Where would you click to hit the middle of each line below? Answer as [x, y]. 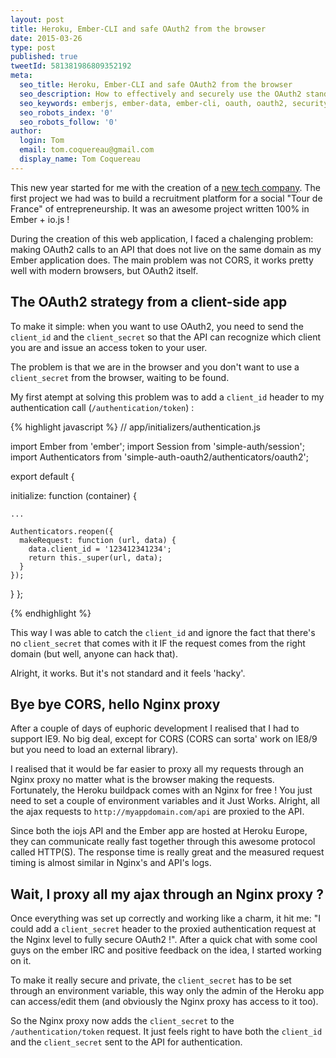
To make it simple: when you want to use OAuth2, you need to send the [157, 326]
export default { [42, 476]
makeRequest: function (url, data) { [98, 540]
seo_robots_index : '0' [66, 112]
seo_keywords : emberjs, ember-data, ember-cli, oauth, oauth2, [153, 103]
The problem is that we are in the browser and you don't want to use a [155, 367]
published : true [44, 57]
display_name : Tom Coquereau [80, 159]
